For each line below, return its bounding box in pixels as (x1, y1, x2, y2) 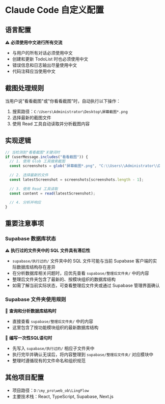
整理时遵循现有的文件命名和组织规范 (12, 357, 86, 363)
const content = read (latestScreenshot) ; (9, 191, 96, 196)
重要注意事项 (5, 219, 44, 228)
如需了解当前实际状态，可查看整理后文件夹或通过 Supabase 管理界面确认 (12, 282, 160, 288)
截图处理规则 (5, 84, 44, 92)
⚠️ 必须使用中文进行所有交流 (5, 40, 63, 45)
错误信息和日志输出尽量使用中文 (12, 62, 77, 68)
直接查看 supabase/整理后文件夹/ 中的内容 (12, 318, 93, 324)
